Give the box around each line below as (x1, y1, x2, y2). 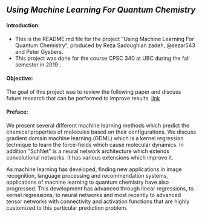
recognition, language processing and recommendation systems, (6, 172, 168, 179)
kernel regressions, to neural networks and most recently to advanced (6, 192, 181, 198)
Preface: (6, 108, 28, 115)
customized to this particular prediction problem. (6, 204, 128, 211)
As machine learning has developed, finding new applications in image (6, 166, 183, 173)
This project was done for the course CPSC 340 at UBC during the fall (15, 54, 190, 62)
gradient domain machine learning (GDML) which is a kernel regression (6, 135, 184, 141)
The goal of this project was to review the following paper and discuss (6, 88, 181, 96)
